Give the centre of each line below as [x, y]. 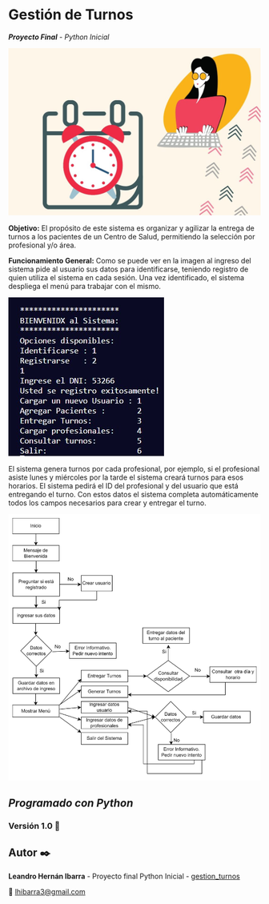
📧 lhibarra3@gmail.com [47, 891]
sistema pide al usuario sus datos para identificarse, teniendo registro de [128, 269]
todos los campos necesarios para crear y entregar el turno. [107, 503]
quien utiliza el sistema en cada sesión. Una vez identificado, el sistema [126, 278]
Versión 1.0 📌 [34, 826]
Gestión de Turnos [71, 15]
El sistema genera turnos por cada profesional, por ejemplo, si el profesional [134, 469]
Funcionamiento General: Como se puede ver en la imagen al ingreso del [130, 261]
